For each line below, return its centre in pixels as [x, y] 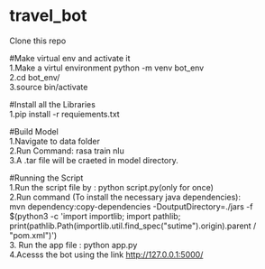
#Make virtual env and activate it [70, 58]
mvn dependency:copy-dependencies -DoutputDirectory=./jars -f [131, 206]
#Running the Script [46, 178]
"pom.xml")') [33, 235]
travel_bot [48, 16]
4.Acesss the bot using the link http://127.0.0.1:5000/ [106, 255]
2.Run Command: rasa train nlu [67, 151]
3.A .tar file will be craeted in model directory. [94, 160]
